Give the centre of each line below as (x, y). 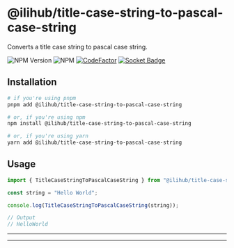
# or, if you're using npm (46, 117)
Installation (32, 82)
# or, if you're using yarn (48, 136)
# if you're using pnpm (42, 98)
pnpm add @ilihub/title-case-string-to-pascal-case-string (95, 105)
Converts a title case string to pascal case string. (77, 47)
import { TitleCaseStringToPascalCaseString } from (84, 180)
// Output (22, 218)
